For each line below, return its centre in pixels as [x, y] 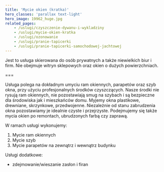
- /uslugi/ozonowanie [36, 37]
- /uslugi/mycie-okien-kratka [45, 32]
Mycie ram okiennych [34, 135]
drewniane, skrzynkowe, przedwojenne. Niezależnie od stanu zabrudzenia [80, 105]
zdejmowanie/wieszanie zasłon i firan [50, 164]
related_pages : [21, 23]
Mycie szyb [24, 140]
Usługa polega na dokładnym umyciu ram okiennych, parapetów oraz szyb [81, 85]
